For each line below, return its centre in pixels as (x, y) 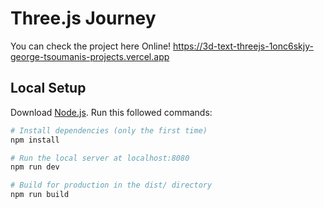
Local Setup (48, 88)
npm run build (40, 195)
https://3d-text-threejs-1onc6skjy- (243, 46)
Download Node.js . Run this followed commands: (111, 112)
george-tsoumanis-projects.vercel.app (90, 56)
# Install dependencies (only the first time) (109, 130)
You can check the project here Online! (91, 46)
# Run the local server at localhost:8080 (100, 158)
